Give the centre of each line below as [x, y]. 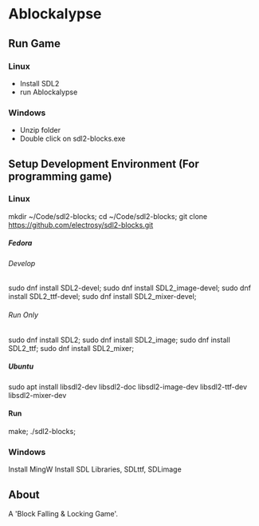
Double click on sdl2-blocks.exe [73, 139]
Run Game [35, 44]
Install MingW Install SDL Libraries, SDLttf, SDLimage [95, 469]
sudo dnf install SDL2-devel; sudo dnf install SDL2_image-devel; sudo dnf [129, 288]
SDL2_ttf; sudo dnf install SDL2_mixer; [71, 348]
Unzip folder [40, 130]
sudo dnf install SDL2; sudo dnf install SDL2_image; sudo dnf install [120, 340]
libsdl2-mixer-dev [37, 395]
